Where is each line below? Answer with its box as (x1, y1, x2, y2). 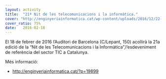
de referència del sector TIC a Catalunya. (5, 50, 89, 55)
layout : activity (5, 7, 41, 12)
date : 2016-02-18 (5, 26, 45, 30)
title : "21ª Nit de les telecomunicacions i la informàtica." (5, 12, 138, 17)
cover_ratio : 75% (5, 21, 41, 26)
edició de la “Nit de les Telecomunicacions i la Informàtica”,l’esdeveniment (5, 44, 157, 50)
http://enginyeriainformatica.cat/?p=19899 (12, 68, 99, 74)
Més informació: (5, 59, 39, 65)
